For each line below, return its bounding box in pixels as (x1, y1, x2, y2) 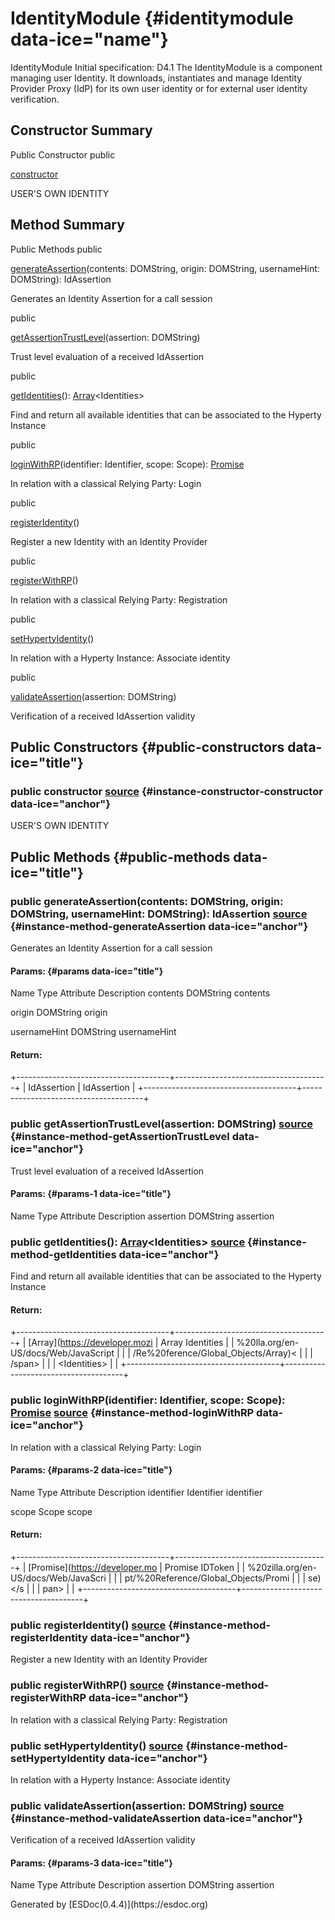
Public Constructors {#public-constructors (10, 738, 285, 756)
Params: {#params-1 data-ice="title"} (10, 1188, 172, 1200)
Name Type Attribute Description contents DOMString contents (10, 987, 271, 999)
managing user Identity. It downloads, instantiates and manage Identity (10, 72, 303, 84)
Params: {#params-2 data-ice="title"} (10, 1464, 173, 1476)
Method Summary (10, 217, 125, 234)
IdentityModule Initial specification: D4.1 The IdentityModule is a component (10, 61, 323, 73)
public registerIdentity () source (10, 1618, 167, 1632)
